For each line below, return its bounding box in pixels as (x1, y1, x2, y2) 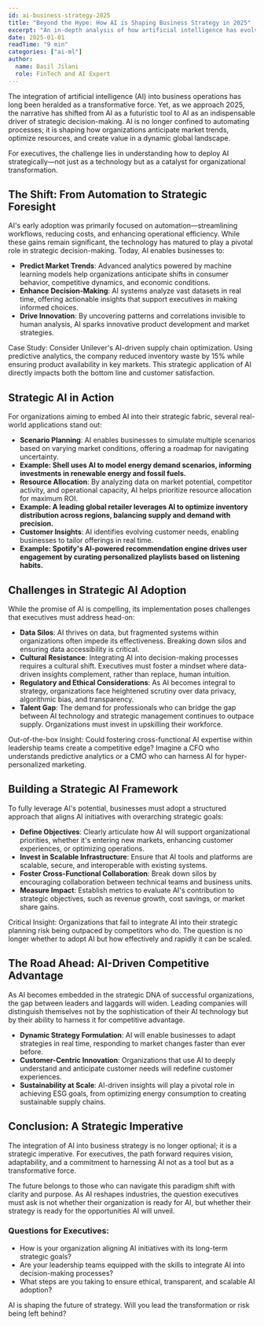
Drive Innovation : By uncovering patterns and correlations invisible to (19, 311, 246, 321)
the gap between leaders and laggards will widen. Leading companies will (8, 998, 247, 1008)
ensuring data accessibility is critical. (19, 645, 140, 654)
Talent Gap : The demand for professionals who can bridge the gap (19, 703, 236, 712)
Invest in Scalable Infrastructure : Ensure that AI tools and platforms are (19, 852, 253, 861)
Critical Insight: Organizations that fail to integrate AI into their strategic (8, 917, 238, 927)
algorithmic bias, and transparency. (19, 694, 134, 704)
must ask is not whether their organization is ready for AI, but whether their (8, 1197, 251, 1207)
